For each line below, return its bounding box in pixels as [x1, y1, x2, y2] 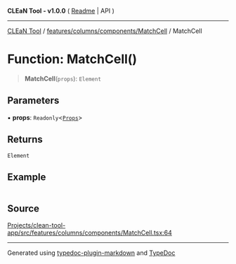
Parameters [7, 95, 60, 106]
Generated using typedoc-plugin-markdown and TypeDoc [7, 249, 176, 257]
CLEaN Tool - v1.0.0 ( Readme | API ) [7, 7, 114, 15]
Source [7, 202, 40, 214]
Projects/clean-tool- [7, 221, 66, 230]
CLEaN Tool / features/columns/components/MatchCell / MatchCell [7, 27, 202, 35]
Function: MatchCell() [7, 51, 138, 67]
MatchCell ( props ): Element [24, 74, 102, 83]
